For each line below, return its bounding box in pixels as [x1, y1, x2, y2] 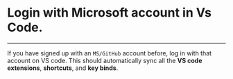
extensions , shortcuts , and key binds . [7, 64, 119, 72]
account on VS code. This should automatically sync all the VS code [7, 56, 202, 64]
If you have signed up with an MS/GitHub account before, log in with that [7, 49, 212, 57]
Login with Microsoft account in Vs [7, 5, 212, 21]
